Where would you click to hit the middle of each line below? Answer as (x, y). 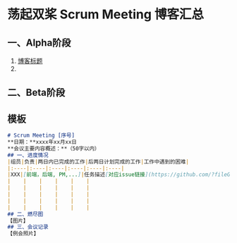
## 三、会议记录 (28, 227)
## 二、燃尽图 (25, 214)
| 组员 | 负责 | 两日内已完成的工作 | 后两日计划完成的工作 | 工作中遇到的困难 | (98, 162)
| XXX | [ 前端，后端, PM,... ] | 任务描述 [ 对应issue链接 (77, 175)
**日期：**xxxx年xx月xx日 (42, 142)
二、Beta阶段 (36, 93)
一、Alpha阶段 (39, 43)
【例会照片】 (23, 234)
